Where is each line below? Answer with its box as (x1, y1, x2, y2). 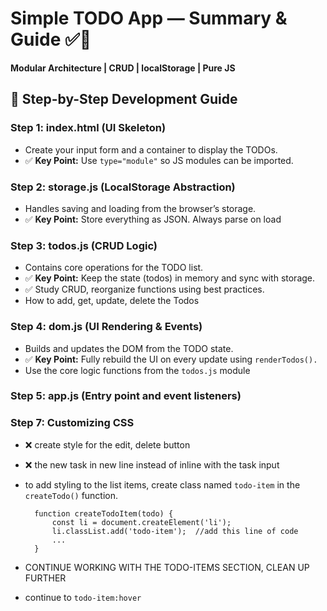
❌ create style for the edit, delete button (24, 438, 191, 451)
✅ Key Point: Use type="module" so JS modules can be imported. (24, 154, 294, 166)
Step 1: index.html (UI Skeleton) (10, 121, 167, 135)
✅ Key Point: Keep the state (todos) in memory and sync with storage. (24, 272, 316, 284)
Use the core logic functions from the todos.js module (24, 364, 251, 376)
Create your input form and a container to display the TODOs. (24, 143, 278, 156)
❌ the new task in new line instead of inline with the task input (24, 458, 280, 471)
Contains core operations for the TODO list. (24, 262, 204, 274)
